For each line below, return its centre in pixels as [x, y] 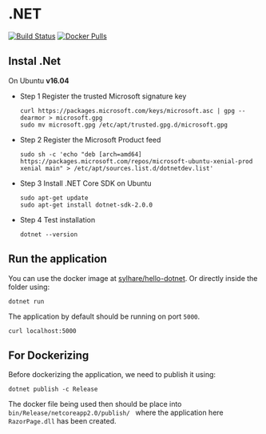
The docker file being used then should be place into [95, 404]
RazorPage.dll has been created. [62, 421]
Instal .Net [35, 61]
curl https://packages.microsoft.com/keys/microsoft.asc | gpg [127, 111]
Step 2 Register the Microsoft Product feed [90, 139]
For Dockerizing [49, 355]
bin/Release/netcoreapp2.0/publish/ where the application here [116, 412]
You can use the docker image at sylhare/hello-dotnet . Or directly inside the [133, 278]
